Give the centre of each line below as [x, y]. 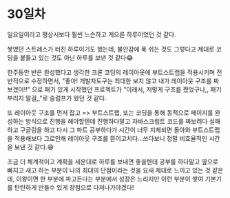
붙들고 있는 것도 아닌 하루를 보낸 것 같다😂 [76, 57]
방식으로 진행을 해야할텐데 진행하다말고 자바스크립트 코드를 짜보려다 [116, 121]
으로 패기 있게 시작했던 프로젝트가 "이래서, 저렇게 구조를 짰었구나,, [120, 89]
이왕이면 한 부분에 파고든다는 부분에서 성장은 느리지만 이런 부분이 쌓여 [110, 179]
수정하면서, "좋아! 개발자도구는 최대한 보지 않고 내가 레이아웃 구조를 [121, 80]
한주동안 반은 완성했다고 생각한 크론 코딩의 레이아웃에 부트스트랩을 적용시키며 [111, 72]
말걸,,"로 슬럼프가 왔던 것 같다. [66, 98]
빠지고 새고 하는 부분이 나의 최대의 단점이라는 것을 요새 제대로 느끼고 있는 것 [109, 170]
